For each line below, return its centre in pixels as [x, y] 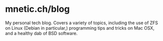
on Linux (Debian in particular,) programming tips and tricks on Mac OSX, [80, 28]
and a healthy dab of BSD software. [41, 33]
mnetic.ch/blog [38, 9]
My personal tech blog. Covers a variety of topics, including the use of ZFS [82, 23]
